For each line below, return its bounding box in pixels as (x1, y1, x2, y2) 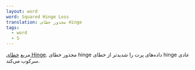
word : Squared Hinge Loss (6, 14, 69, 20)
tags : (6, 24, 19, 31)
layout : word (6, 8, 38, 14)
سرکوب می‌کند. (6, 57, 40, 64)
